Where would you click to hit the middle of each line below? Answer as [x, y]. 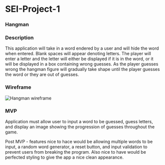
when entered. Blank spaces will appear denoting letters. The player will [78, 54]
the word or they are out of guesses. [42, 74]
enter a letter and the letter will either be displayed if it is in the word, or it [79, 59]
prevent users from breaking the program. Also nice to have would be [76, 152]
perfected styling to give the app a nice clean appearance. [65, 157]
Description [19, 38]
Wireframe [18, 87]
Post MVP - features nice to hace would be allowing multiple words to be [79, 142]
